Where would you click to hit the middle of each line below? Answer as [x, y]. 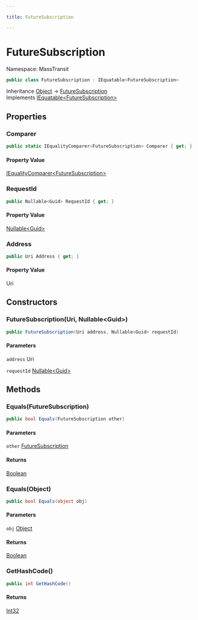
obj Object [19, 529]
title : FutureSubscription [40, 17]
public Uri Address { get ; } [43, 256]
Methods [23, 390]
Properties [26, 116]
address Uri [20, 359]
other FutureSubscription [38, 446]
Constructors [32, 302]
